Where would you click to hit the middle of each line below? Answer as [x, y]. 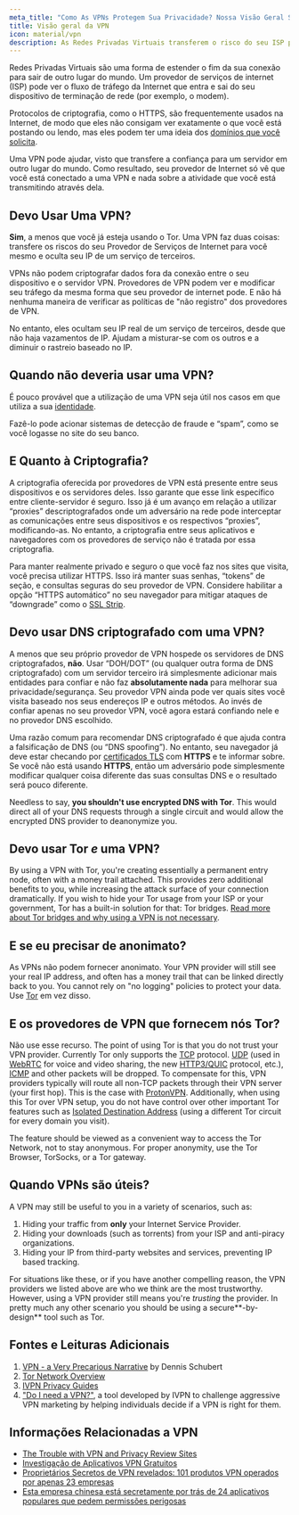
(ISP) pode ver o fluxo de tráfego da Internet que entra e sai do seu [132, 86]
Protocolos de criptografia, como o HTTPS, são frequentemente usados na [146, 113]
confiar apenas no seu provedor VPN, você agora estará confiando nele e [145, 711]
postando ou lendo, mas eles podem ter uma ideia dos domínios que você [145, 132]
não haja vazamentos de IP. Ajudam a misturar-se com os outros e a [134, 338]
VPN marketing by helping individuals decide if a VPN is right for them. [152, 1404]
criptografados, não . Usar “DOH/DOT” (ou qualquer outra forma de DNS [141, 663]
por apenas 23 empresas [68, 1482]
